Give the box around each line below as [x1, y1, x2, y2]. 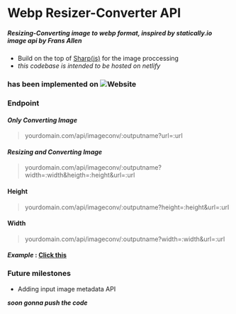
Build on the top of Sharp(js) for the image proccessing [17, 54, 179, 63]
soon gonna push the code [7, 298, 88, 307]
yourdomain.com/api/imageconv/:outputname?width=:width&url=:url [24, 235, 225, 243]
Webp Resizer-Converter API [7, 5, 181, 21]
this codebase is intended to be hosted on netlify [17, 62, 161, 70]
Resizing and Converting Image [7, 147, 103, 156]
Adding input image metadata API [17, 284, 116, 293]
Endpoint [7, 98, 40, 107]
